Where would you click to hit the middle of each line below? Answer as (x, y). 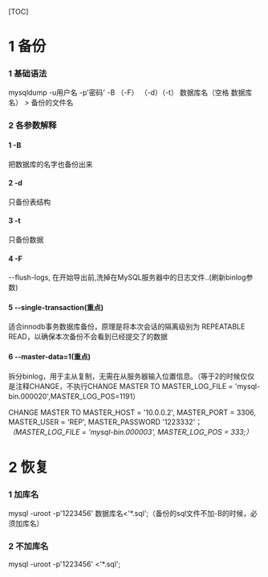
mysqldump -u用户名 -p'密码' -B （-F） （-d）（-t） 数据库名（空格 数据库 (130, 92)
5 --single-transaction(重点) (56, 307)
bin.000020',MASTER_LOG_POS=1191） (74, 396)
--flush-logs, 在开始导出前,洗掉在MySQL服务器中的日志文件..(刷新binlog (127, 277)
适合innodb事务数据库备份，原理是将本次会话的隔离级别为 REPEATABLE (127, 327)
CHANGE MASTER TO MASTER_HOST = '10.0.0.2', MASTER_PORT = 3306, (132, 412)
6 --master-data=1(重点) (49, 357)
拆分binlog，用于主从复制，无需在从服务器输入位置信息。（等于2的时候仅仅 (132, 376)
